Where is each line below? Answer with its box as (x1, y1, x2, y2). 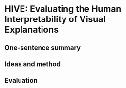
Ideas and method (4, 60, 61, 68)
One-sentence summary (4, 43, 81, 52)
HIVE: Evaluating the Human (4, 3, 122, 15)
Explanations (4, 24, 59, 35)
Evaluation (4, 76, 38, 85)
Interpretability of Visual (4, 14, 106, 25)
